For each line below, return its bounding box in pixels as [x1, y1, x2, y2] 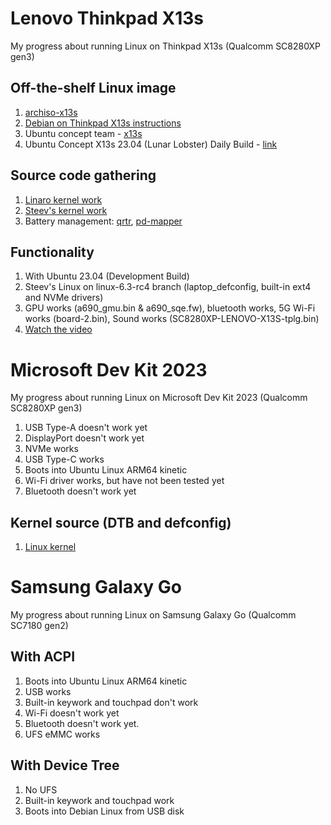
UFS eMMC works [24, 728, 101, 740]
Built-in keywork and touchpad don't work [24, 696, 199, 708]
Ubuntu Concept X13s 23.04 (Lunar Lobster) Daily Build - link [24, 138, 278, 150]
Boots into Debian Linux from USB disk [24, 805, 185, 817]
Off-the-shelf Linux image [10, 80, 177, 97]
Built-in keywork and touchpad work [24, 794, 175, 806]
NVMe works [24, 443, 79, 455]
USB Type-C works [24, 453, 105, 466]
